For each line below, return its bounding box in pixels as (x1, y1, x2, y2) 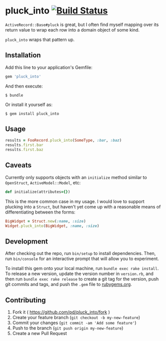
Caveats (5, 161, 31, 169)
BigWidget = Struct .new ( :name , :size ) (5, 218, 86, 223)
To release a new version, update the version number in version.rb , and (5, 270, 154, 277)
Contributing (5, 295, 46, 304)
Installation (5, 51, 41, 59)
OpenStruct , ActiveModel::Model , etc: (5, 179, 81, 185)
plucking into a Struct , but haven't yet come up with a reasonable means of (5, 203, 161, 209)
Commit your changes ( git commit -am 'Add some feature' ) (12, 320, 136, 326)
